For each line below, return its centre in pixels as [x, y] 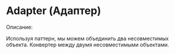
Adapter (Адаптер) [54, 11]
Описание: [19, 27]
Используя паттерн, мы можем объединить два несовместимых [87, 38]
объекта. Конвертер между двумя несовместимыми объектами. [87, 45]
